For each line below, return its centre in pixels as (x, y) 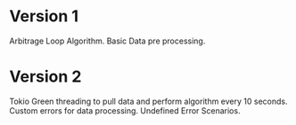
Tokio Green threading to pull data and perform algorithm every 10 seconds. (148, 101)
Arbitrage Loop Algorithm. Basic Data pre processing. (107, 41)
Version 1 (44, 16)
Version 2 (45, 77)
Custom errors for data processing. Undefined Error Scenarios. (125, 110)
